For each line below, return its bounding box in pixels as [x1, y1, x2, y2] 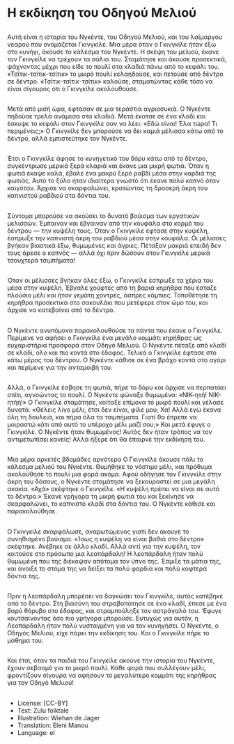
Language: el [17, 728, 55, 736]
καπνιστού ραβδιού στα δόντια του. [7, 192, 110, 200]
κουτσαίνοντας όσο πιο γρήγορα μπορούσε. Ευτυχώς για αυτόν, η [7, 614, 198, 623]
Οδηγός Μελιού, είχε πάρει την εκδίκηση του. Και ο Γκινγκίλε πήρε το [7, 629, 210, 637]
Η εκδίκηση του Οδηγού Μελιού [7, 5, 197, 21]
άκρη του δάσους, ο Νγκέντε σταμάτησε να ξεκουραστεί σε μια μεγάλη [7, 477, 216, 486]
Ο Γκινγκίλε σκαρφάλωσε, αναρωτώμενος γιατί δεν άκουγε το [7, 527, 189, 536]
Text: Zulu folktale [17, 706, 70, 715]
